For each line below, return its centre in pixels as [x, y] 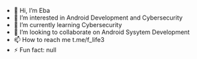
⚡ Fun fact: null [35, 50]
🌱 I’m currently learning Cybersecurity [68, 25]
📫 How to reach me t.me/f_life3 [59, 40]
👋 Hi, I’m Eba [32, 11]
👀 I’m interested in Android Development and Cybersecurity [98, 18]
